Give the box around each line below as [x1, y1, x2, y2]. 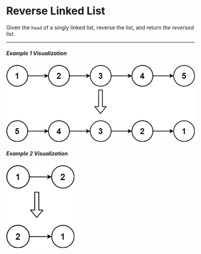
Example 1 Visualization [6, 49, 67, 57]
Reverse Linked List [6, 4, 106, 18]
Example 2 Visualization [6, 150, 68, 157]
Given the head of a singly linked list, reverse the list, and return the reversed [6, 24, 194, 31]
